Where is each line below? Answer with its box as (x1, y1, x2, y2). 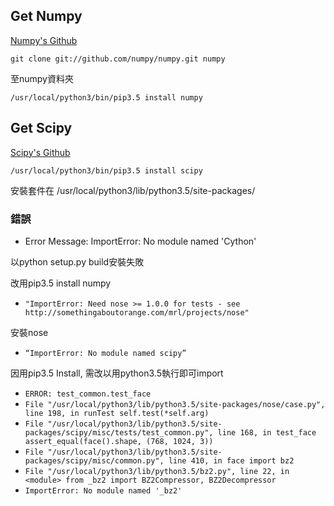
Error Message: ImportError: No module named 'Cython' (24, 235, 257, 247)
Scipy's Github (10, 146, 71, 158)
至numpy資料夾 (10, 72, 74, 84)
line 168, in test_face (217, 427, 317, 438)
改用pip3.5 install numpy (10, 277, 112, 289)
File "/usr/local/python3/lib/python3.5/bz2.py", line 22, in (24, 466, 290, 476)
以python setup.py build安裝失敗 (10, 255, 145, 268)
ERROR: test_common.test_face (24, 389, 152, 399)
